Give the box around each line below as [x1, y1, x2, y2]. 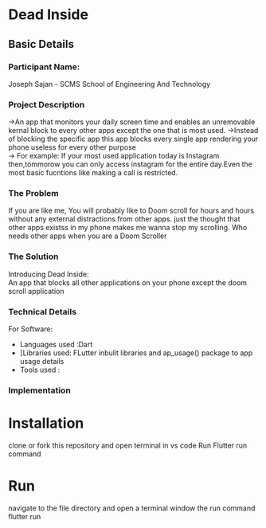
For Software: [8, 324, 53, 334]
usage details [19, 357, 65, 366]
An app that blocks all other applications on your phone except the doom [8, 277, 248, 287]
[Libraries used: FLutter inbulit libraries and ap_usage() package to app [19, 348, 253, 358]
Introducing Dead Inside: [8, 269, 89, 279]
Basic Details [8, 37, 74, 51]
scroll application [8, 286, 65, 295]
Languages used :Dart [19, 340, 93, 350]
